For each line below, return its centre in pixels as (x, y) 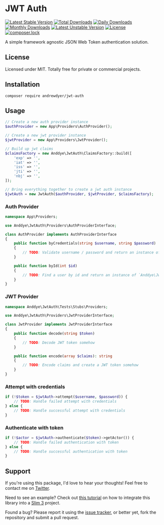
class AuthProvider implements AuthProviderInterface (61, 234)
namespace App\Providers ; (31, 217)
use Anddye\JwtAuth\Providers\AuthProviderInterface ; (61, 226)
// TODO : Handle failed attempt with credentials (65, 402)
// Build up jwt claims (29, 149)
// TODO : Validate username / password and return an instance (88, 252)
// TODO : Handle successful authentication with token (71, 451)
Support (18, 471)
